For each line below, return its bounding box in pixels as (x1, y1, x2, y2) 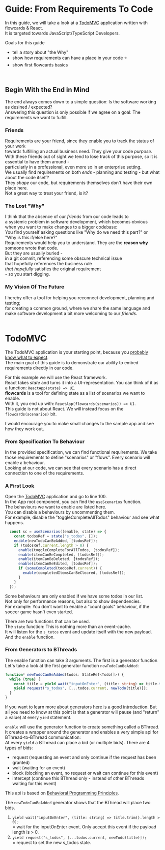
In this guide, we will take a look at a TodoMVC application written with (5, 20, 148, 26)
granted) (12, 759, 30, 766)
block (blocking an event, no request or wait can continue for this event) (12, 770, 159, 776)
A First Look (5, 482, 34, 489)
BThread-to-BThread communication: (5, 734, 81, 740)
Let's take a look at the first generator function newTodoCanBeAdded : (5, 662, 139, 668)
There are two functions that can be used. (5, 618, 90, 624)
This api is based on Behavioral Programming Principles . (5, 790, 119, 796)
